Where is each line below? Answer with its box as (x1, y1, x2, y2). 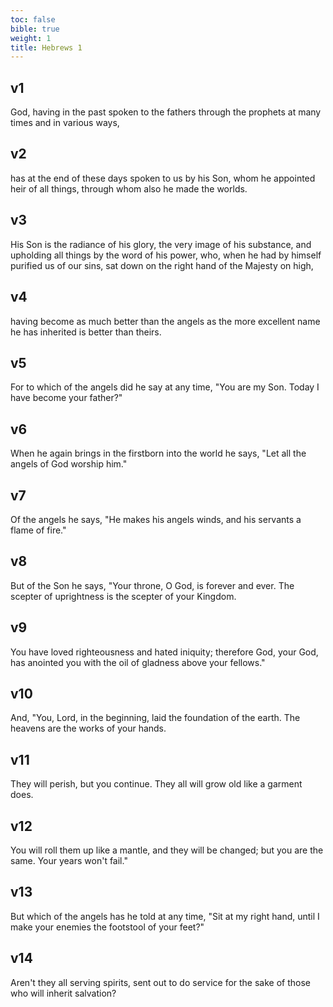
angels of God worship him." (10, 458, 128, 470)
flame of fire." (10, 524, 67, 536)
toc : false (10, 14, 56, 25)
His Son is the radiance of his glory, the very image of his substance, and (10, 238, 312, 250)
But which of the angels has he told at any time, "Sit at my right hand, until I (10, 910, 320, 922)
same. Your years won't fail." (10, 855, 128, 866)
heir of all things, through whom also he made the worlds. (10, 182, 248, 195)
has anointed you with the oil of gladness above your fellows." (10, 656, 266, 668)
